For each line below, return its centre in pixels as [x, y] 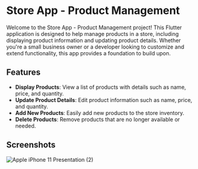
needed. [26, 126]
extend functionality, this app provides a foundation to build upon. [89, 53]
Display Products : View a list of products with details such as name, [101, 87]
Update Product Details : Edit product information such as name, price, [104, 100]
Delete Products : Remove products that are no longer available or [97, 119]
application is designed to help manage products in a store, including [93, 33]
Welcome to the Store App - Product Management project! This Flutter [94, 27]
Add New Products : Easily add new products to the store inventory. [100, 112]
